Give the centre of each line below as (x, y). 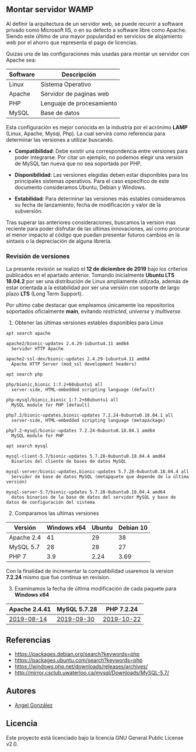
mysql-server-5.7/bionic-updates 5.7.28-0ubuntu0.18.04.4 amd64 (86, 492)
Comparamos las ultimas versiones (57, 513)
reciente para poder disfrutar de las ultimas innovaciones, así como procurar (98, 228)
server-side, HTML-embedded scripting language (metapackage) (88, 421)
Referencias (29, 640)
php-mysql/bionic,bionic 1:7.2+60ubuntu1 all (62, 400)
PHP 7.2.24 (122, 609)
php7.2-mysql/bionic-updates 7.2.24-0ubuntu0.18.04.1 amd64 (81, 431)
